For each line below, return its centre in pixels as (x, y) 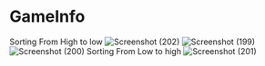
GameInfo (47, 17)
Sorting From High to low (56, 42)
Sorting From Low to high (134, 51)
